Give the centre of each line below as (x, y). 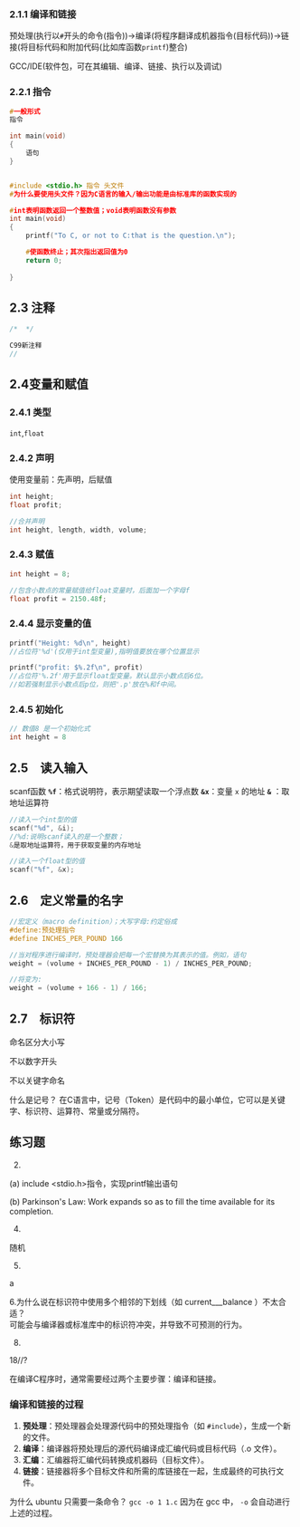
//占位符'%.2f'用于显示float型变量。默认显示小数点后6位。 (108, 677)
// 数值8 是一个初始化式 (50, 729)
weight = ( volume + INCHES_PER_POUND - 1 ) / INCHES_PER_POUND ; (131, 963)
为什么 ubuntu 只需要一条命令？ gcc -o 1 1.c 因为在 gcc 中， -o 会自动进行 (150, 1502)
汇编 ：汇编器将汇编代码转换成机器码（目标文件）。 (116, 1460)
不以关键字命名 (37, 1080)
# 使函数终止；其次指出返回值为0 (77, 252)
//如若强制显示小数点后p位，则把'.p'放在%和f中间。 (95, 685)
